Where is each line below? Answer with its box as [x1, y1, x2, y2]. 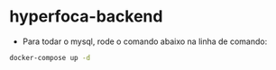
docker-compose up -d [9, 53, 91, 62]
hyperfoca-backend [9, 6, 163, 27]
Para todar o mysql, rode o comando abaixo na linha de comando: [22, 36, 268, 47]
